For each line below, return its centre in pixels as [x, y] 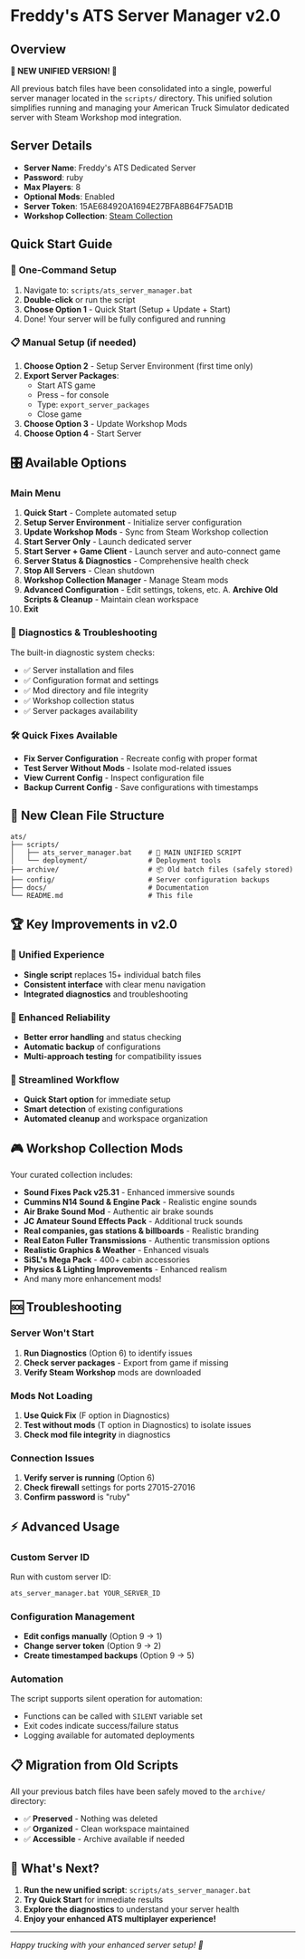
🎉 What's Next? [55, 1868]
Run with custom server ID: [61, 1577]
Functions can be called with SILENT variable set [113, 1716]
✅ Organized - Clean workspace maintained [106, 1829]
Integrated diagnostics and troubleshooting [105, 994]
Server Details [52, 146]
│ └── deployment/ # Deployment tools [116, 860]
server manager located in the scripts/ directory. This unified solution [141, 98]
